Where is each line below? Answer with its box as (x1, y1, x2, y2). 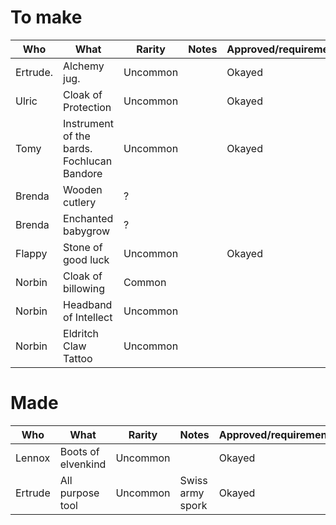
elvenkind (59, 457, 107, 471)
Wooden (63, 182, 103, 196)
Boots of (59, 444, 100, 458)
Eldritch (63, 326, 100, 340)
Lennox (15, 451, 51, 465)
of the (63, 129, 91, 143)
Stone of (63, 240, 103, 254)
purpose (59, 486, 100, 500)
